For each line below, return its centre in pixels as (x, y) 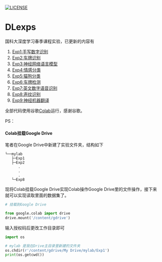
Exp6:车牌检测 (26, 82)
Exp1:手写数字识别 (30, 52)
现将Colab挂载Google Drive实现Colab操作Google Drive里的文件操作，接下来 (81, 189)
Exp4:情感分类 (26, 70)
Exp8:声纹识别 (26, 94)
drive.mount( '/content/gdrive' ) (38, 218)
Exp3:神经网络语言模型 (35, 64)
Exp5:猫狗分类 (26, 76)
